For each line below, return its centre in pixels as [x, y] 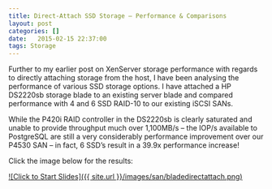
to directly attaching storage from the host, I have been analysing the [124, 78]
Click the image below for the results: [71, 161]
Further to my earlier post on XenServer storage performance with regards [133, 69]
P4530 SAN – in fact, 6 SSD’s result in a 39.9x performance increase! [124, 145]
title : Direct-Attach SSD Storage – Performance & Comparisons [118, 16]
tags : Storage [32, 46]
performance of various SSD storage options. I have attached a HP [120, 87]
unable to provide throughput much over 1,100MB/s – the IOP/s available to [133, 128]
